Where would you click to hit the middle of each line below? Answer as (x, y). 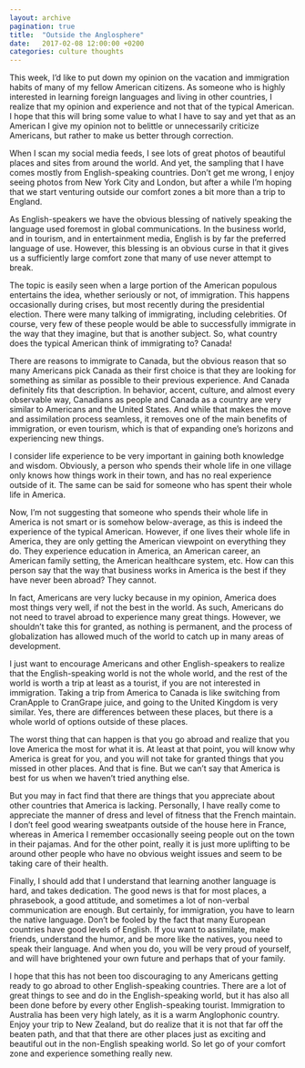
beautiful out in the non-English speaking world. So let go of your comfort (147, 1044)
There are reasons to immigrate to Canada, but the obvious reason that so (148, 361)
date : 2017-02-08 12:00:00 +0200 (77, 43)
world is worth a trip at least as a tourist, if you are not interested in (135, 683)
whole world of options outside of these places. (99, 722)
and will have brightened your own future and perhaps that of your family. (147, 959)
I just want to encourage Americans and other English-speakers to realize (147, 664)
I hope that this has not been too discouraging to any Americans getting (144, 976)
